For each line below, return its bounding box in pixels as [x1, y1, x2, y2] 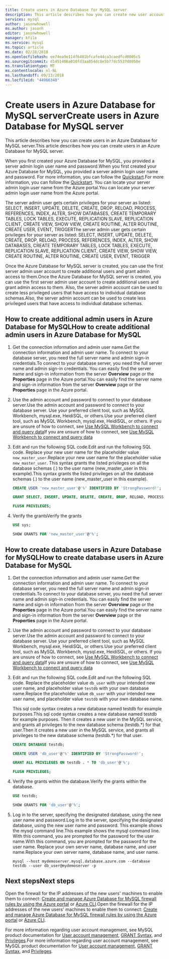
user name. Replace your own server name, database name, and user [12, 844, 157, 850]
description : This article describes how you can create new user [5, 12, 147, 17]
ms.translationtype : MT [5, 63, 55, 68]
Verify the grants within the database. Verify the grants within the [12, 778, 147, 784]
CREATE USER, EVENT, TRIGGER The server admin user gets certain [5, 226, 146, 232]
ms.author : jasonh [5, 26, 44, 31]
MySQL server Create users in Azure [5, 110, 159, 121]
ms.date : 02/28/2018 [5, 49, 49, 54]
